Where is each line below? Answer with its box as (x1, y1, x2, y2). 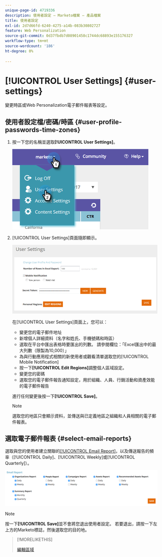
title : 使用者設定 (5, 18, 39, 23)
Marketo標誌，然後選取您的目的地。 (17, 526, 89, 533)
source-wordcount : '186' (5, 44, 55, 48)
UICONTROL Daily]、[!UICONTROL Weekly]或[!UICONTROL (16, 454, 135, 460)
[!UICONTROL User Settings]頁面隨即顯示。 (12, 235, 100, 241)
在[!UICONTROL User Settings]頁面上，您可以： (12, 319, 108, 325)
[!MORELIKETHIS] (16, 536, 53, 542)
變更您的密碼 (19, 371, 45, 377)
